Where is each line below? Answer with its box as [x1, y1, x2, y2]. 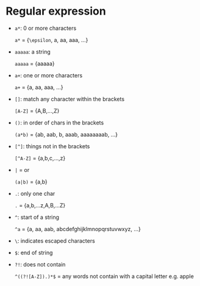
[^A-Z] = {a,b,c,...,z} [14, 154, 66, 162]
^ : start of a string [14, 213, 59, 221]
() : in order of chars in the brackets [14, 119, 104, 126]
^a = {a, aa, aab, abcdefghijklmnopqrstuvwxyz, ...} [14, 225, 141, 232]
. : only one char [14, 190, 55, 197]
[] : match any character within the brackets [14, 95, 125, 102]
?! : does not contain [14, 260, 66, 268]
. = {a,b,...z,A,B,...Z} [14, 201, 66, 209]
